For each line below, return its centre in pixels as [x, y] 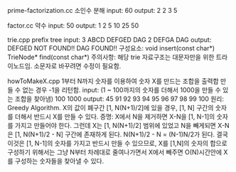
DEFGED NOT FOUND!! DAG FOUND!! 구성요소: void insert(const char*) [111, 48]
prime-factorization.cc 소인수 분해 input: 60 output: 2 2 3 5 [92, 10]
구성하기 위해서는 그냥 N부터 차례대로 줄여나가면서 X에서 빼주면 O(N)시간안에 [115, 152]
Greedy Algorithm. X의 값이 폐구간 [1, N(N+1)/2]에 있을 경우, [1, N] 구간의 [111, 108]
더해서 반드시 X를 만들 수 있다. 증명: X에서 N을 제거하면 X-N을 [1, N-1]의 [115, 117]
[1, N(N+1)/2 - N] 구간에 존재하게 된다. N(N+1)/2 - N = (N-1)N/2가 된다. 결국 [122, 134]
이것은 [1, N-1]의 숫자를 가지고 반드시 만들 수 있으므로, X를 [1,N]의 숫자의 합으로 [117, 143]
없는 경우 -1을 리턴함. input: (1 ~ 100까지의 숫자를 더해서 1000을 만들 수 [122, 90]
